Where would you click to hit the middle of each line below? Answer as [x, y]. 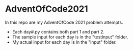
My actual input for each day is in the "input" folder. [64, 42]
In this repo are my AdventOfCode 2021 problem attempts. [64, 22]
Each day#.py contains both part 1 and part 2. [58, 32]
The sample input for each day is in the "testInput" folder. [70, 37]
